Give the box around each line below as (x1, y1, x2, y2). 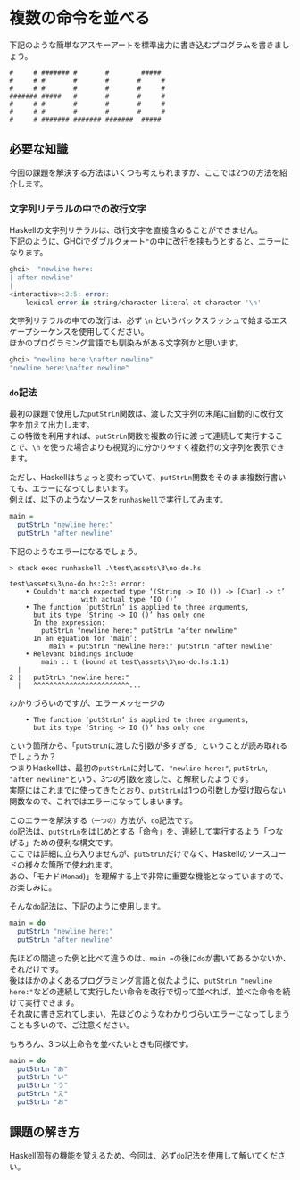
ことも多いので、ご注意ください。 (9, 1019, 135, 1030)
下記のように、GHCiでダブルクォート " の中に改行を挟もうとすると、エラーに (9, 236, 290, 246)
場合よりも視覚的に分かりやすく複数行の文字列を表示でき (73, 442, 286, 453)
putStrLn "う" (17, 1081, 69, 1090)
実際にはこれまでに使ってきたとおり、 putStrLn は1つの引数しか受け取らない (9, 785, 287, 795)
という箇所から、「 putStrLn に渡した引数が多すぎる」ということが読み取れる (9, 740, 288, 751)
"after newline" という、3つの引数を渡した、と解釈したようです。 (9, 774, 254, 785)
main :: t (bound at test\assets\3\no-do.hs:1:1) (41, 658, 229, 667)
